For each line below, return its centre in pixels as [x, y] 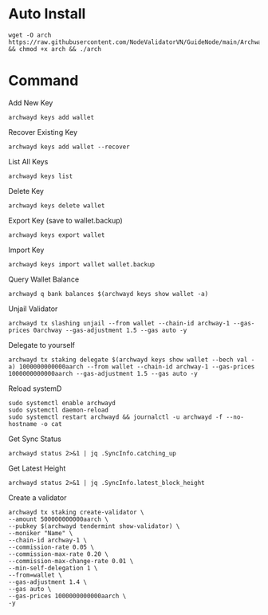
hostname [23, 424]
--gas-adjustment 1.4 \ [48, 582]
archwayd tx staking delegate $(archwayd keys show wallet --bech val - [132, 360]
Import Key [26, 250]
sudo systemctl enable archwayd [62, 403]
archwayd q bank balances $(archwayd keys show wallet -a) [108, 294]
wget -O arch [30, 35]
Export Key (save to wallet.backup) [66, 220]
